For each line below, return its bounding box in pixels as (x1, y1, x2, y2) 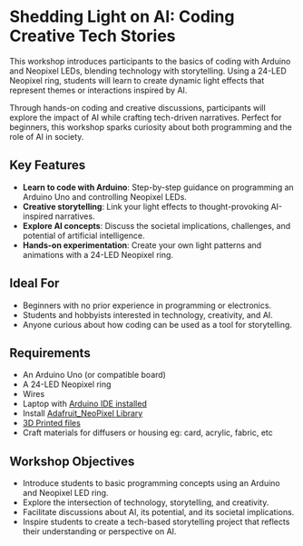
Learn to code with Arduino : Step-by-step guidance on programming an (22, 182, 295, 193)
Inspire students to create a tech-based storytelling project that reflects (22, 516, 290, 528)
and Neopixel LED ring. (22, 488, 109, 499)
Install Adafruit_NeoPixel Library (22, 408, 143, 419)
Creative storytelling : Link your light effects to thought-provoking (22, 201, 269, 212)
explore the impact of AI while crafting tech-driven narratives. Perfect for (9, 112, 282, 123)
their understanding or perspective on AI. (22, 526, 177, 537)
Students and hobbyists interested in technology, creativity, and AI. (22, 309, 274, 320)
